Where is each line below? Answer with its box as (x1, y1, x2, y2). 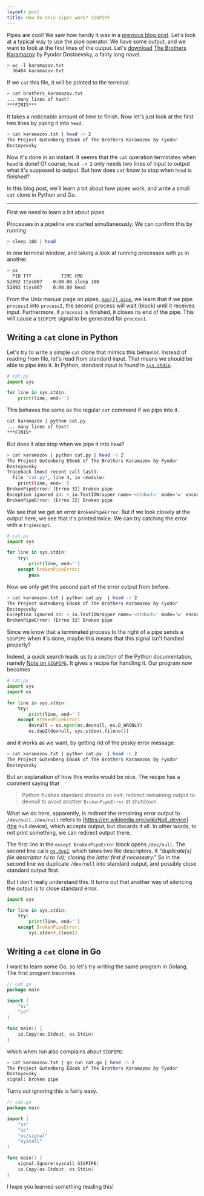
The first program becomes (7, 969, 76, 976)
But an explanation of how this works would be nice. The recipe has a (7, 773, 180, 780)
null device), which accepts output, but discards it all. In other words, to (18, 822, 197, 829)
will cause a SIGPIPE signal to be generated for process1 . (7, 314, 148, 322)
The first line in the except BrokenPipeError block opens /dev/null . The (7, 840, 185, 848)
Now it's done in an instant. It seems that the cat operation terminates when (7, 153, 196, 161)
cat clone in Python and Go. (7, 191, 77, 198)
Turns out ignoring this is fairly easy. (7, 1087, 97, 1095)
